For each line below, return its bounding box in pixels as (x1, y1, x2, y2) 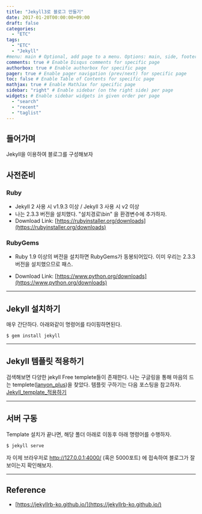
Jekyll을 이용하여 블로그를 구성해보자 (6, 151, 93, 158)
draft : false (6, 20, 39, 26)
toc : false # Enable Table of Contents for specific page (6, 76, 155, 82)
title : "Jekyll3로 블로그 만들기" (6, 8, 84, 15)
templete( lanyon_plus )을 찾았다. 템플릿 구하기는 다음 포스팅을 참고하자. (12, 381, 182, 388)
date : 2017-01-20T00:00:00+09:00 (6, 14, 90, 20)
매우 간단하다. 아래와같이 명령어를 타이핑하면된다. (6, 321, 122, 328)
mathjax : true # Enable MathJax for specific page (6, 82, 136, 88)
